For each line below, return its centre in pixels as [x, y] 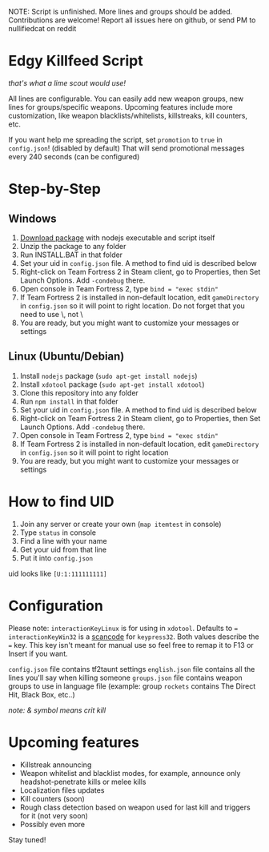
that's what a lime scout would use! [67, 82]
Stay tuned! [27, 839]
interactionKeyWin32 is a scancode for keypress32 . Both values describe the [134, 637]
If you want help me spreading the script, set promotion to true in [115, 139]
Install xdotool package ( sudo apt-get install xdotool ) [112, 384]
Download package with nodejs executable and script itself [117, 237]
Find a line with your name [63, 541]
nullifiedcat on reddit [42, 28]
